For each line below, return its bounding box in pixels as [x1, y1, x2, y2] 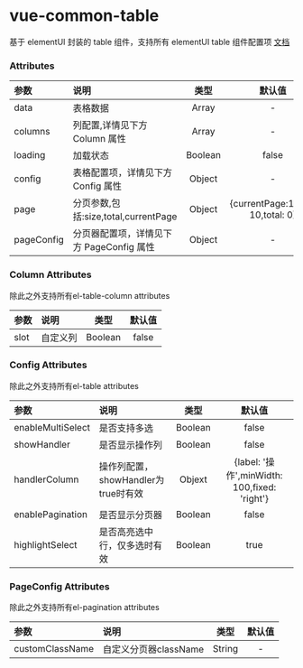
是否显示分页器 [98, 508, 163, 521]
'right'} [240, 492, 269, 505]
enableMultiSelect [14, 421, 91, 433]
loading [14, 149, 46, 162]
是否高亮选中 [98, 525, 154, 538]
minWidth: [240, 469, 283, 481]
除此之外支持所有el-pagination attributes [9, 602, 160, 613]
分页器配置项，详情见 [72, 227, 164, 240]
